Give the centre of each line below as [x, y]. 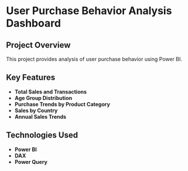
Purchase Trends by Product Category [62, 104]
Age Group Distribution [43, 98]
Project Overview [38, 45]
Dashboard [34, 23]
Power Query [31, 162]
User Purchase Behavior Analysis [89, 11]
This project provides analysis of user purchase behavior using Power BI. [94, 59]
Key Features [31, 78]
